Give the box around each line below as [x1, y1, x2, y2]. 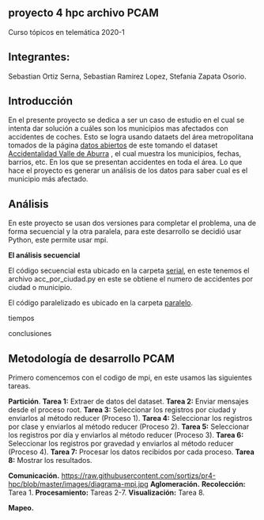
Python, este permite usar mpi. [8, 235, 109, 245]
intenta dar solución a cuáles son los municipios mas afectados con [8, 124, 228, 133]
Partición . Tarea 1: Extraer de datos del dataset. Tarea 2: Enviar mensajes [8, 396, 249, 407]
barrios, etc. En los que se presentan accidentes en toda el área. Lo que [8, 158, 243, 167]
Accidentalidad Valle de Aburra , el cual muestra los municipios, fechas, [8, 149, 242, 159]
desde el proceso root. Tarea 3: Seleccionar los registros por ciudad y [8, 405, 237, 415]
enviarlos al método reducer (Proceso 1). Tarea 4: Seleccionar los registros [8, 414, 253, 423]
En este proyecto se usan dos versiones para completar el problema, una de [8, 218, 257, 228]
